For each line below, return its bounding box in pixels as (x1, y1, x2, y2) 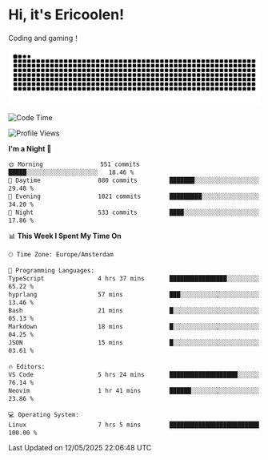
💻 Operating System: (8, 410, 80, 418)
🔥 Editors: (8, 362, 46, 370)
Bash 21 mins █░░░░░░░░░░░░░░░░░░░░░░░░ (8, 306, 260, 314)
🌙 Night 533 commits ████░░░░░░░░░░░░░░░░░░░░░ (8, 208, 260, 216)
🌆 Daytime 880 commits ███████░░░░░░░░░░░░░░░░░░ (8, 176, 260, 184)
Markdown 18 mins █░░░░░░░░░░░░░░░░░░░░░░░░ (8, 322, 260, 330)
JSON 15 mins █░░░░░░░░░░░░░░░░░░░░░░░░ (8, 338, 260, 346)
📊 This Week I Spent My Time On (8, 231, 122, 240)
